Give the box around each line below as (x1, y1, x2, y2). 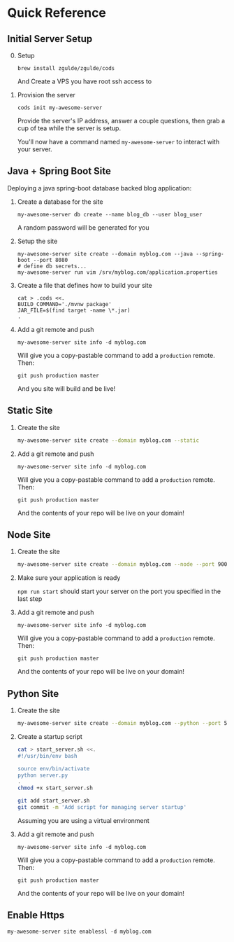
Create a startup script (17, 732, 82, 740)
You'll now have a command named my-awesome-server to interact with (17, 138, 220, 146)
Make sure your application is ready (17, 574, 121, 582)
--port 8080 (33, 256, 68, 263)
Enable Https (7, 909, 65, 922)
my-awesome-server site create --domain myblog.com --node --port (17, 561, 215, 568)
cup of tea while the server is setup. (17, 124, 121, 132)
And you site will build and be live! (17, 384, 116, 393)
